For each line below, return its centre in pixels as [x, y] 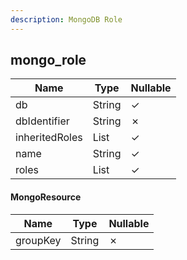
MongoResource [46, 197]
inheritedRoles [49, 138]
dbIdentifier [42, 121]
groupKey [38, 240]
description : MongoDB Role [66, 19]
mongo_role [48, 60]
